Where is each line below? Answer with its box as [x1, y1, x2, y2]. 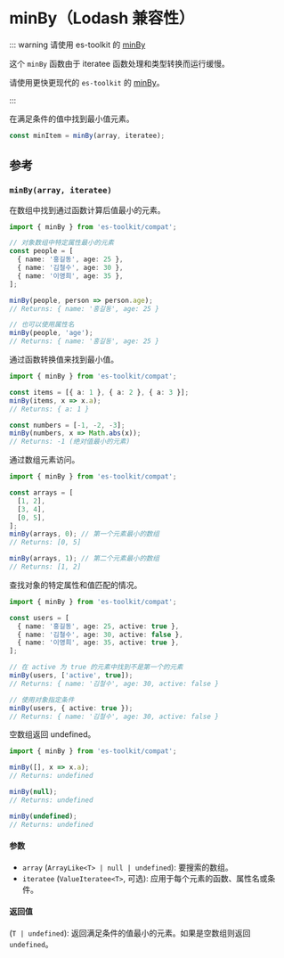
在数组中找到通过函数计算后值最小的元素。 [9, 204, 166, 215]
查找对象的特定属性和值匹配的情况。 [9, 579, 142, 590]
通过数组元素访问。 [9, 454, 80, 465]
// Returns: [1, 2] [9, 562, 82, 571]
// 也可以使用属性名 [9, 320, 75, 330]
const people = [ [9, 247, 74, 256]
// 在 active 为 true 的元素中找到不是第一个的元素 [9, 663, 183, 672]
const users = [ [9, 613, 69, 622]
